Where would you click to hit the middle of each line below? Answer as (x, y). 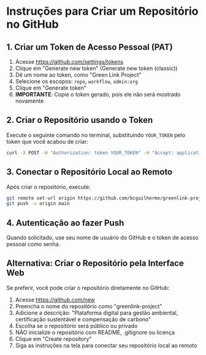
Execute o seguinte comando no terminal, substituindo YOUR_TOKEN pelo (96, 135)
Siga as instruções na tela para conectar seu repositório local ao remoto (106, 345)
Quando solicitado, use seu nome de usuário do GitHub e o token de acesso (102, 238)
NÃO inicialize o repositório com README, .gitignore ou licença (95, 332)
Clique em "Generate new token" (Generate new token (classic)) (96, 68)
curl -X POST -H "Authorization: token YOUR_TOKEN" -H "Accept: (90, 153)
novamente (29, 101)
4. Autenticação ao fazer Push (65, 223)
